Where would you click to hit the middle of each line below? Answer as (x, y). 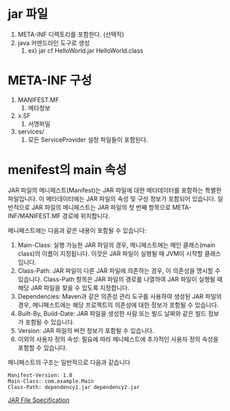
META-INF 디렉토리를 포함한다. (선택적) (71, 34)
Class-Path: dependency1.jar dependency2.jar (74, 387)
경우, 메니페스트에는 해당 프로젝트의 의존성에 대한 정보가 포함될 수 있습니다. (118, 305)
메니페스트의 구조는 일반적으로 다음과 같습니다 (69, 362)
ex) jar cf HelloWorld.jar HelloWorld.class (86, 50)
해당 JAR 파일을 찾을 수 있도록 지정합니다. (73, 288)
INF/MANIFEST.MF (34, 216)
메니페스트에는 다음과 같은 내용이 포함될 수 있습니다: (77, 230)
